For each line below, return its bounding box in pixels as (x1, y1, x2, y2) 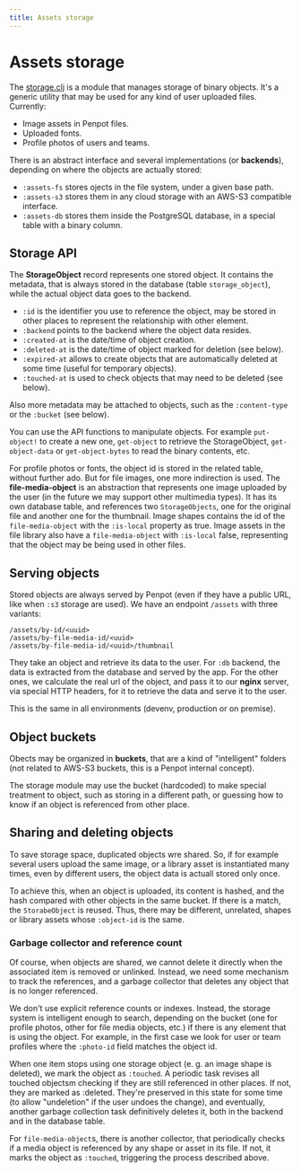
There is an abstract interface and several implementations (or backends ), (9, 154, 284, 165)
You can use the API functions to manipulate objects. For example (9, 427, 253, 437)
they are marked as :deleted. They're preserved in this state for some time (9, 1088, 283, 1098)
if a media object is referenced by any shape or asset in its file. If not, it (9, 1142, 271, 1154)
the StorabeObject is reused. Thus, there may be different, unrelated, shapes (9, 904, 292, 915)
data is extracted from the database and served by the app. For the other (9, 666, 279, 678)
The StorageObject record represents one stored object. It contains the (9, 269, 274, 280)
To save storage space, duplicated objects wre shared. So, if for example (9, 849, 279, 859)
